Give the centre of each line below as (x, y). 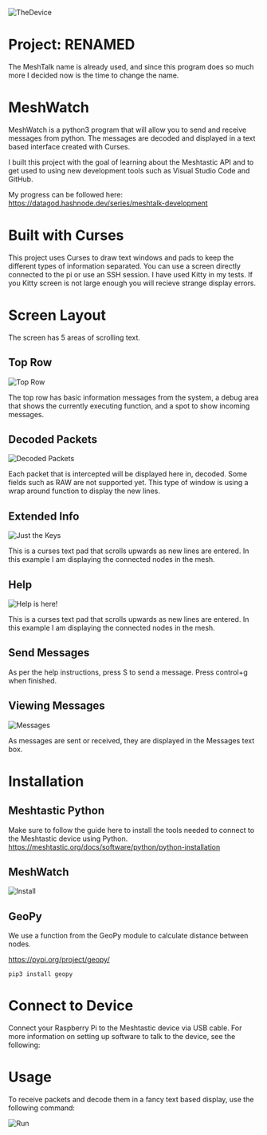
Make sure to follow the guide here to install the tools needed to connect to (132, 830)
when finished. (33, 680)
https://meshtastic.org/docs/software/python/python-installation (114, 846)
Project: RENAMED (72, 45)
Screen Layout (57, 315)
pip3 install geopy (41, 974)
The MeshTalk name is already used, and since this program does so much (131, 66)
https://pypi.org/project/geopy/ (59, 960)
